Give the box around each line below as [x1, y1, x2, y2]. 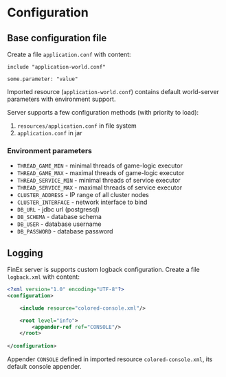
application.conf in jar [16, 129, 82, 137]
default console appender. [7, 363, 82, 371]
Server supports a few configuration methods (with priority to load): [7, 108, 199, 116]
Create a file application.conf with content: [7, 50, 132, 58]
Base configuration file [7, 32, 107, 44]
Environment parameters [7, 146, 93, 155]
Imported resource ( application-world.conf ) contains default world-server [7, 88, 220, 95]
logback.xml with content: [7, 273, 80, 281]
